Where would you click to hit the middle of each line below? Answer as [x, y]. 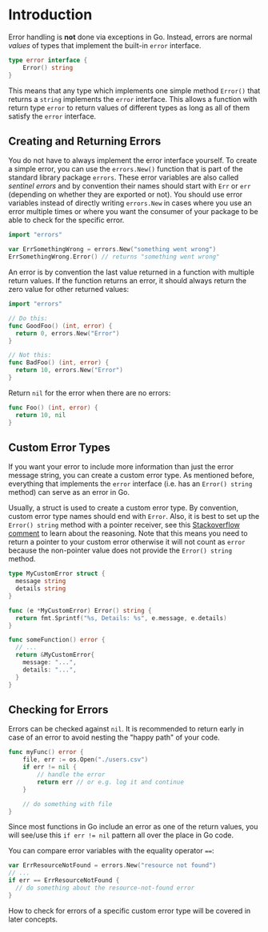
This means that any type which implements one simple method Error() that [134, 91]
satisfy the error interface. [52, 116]
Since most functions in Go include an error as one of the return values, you [133, 827]
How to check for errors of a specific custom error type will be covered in [130, 910]
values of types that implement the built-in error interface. [105, 45]
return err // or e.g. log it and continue [110, 782]
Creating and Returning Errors [85, 141]
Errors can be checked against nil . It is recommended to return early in [126, 729]
